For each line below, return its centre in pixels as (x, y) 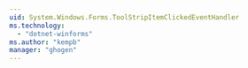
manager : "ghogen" (43, 50)
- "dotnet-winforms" (55, 34)
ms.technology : (37, 26)
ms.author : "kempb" (45, 42)
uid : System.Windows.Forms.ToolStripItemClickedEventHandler (124, 17)
